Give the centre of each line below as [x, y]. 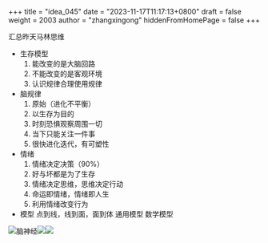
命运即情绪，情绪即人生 [70, 194]
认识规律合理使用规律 [67, 84]
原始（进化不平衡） [64, 104]
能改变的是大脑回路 [64, 64]
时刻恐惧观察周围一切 [67, 124]
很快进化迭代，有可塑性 [70, 144]
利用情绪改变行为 [60, 204]
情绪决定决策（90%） [68, 164]
